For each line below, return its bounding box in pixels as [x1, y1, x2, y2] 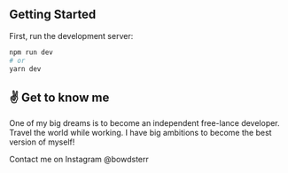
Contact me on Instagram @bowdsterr [9, 154, 149, 165]
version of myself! [9, 137, 75, 147]
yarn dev [9, 64, 42, 74]
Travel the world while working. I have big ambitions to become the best [9, 128, 272, 138]
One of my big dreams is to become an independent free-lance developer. [9, 118, 281, 129]
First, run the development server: [9, 30, 134, 41]
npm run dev [9, 48, 53, 57]
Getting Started [9, 7, 97, 22]
